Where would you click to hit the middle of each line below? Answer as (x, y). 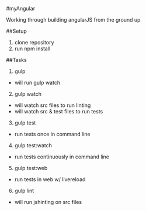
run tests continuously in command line (62, 157)
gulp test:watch (33, 145)
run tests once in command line (52, 134)
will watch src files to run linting (53, 105)
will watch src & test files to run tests (59, 111)
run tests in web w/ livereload (50, 179)
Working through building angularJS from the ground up (73, 20)
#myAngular (21, 8)
